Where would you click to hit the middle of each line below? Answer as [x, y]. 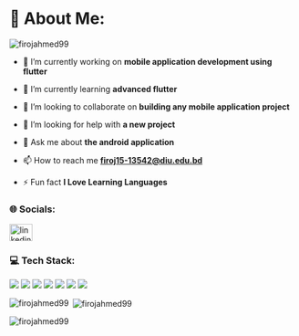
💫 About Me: [57, 19]
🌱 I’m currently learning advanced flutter [100, 89]
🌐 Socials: [33, 209]
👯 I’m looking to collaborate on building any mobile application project [156, 106]
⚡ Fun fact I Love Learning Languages [95, 182]
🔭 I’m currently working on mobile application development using [147, 61]
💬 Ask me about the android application [98, 142]
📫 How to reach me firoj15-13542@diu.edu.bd [113, 160]
